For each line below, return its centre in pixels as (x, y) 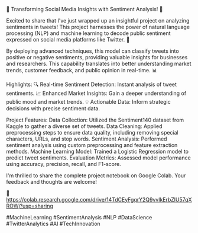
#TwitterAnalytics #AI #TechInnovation (53, 224)
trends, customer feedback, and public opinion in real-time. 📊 (82, 70)
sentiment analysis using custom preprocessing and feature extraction (92, 145)
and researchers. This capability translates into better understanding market (99, 63)
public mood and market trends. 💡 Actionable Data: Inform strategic (88, 102)
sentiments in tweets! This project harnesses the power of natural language (98, 27)
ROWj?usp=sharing (30, 206)
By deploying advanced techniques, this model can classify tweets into (92, 51)
